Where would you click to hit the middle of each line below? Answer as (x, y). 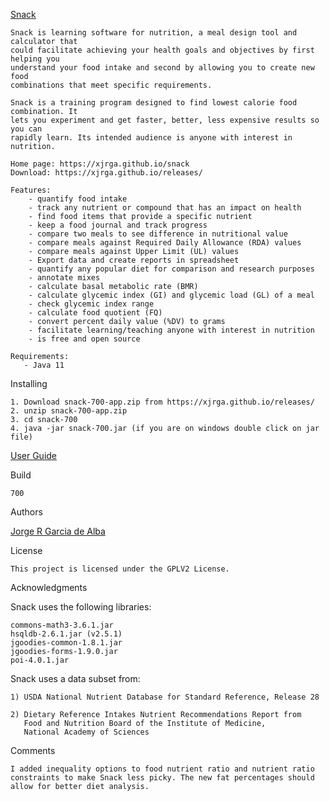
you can (26, 129)
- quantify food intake (78, 199)
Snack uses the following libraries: (81, 607)
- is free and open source (84, 339)
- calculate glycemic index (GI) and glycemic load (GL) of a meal (171, 295)
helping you (35, 59)
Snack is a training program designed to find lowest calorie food (154, 103)
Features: (31, 190)
